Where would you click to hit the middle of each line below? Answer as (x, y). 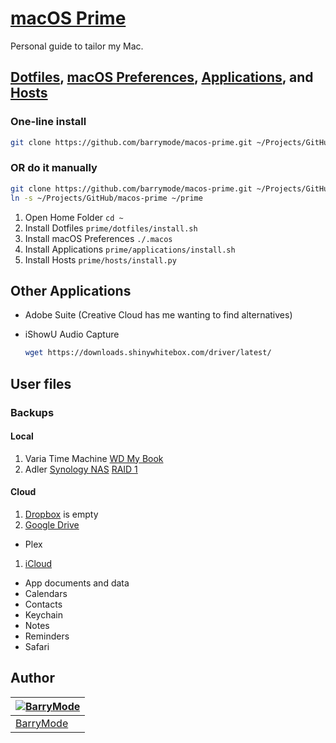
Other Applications (71, 290)
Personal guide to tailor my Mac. (77, 46)
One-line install (48, 122)
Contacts (43, 604)
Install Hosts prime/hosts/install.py (100, 259)
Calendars (46, 593)
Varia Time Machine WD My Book (94, 458)
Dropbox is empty (61, 514)
